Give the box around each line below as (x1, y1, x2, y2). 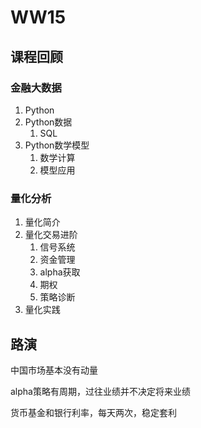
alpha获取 (39, 266, 81, 278)
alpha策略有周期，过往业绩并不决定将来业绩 (10, 385, 191, 397)
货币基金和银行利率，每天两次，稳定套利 (10, 406, 177, 418)
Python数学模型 (24, 139, 90, 151)
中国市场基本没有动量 (10, 364, 98, 376)
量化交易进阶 (24, 229, 78, 241)
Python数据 (24, 116, 73, 128)
